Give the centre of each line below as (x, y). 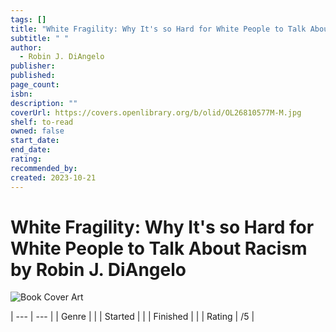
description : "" (44, 103)
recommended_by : (44, 168)
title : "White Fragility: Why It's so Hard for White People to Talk (158, 29)
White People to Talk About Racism (159, 248)
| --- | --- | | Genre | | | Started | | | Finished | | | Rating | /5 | (132, 317)
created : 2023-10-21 (53, 177)
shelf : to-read (42, 122)
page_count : (35, 85)
